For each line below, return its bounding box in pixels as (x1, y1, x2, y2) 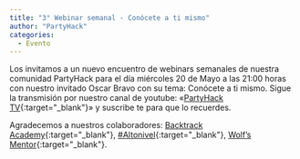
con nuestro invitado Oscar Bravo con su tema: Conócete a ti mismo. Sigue (9, 83, 292, 94)
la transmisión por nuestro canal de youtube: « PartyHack (9, 93, 223, 104)
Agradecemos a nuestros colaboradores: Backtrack (9, 120, 203, 131)
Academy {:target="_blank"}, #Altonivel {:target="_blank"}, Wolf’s (9, 129, 252, 141)
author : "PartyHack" (9, 22, 88, 31)
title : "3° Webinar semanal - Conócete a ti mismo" (9, 13, 210, 23)
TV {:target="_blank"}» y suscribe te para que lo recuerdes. (9, 102, 232, 114)
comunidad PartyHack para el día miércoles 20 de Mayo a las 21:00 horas (9, 74, 287, 84)
